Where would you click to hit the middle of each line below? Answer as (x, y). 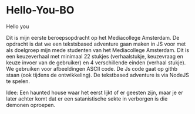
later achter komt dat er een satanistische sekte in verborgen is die (87, 99)
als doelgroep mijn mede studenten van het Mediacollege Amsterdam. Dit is (98, 50)
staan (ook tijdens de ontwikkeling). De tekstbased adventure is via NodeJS (97, 75)
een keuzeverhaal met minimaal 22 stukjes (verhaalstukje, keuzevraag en (95, 56)
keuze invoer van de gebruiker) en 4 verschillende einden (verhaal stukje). (96, 63)
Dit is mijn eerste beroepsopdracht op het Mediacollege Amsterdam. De (93, 37)
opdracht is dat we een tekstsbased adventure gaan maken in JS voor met (96, 44)
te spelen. (18, 81)
